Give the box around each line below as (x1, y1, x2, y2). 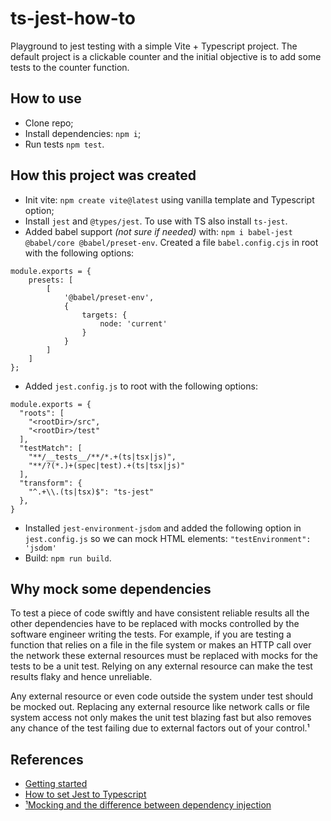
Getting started (24, 778, 88, 790)
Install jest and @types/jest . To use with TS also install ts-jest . (24, 215, 288, 227)
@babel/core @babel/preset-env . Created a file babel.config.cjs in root (24, 236, 319, 248)
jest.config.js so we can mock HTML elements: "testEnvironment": (24, 532, 312, 544)
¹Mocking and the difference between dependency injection (24, 799, 272, 811)
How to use (10, 90, 82, 107)
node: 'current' (99, 318, 168, 329)
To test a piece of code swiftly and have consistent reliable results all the (10, 607, 310, 619)
